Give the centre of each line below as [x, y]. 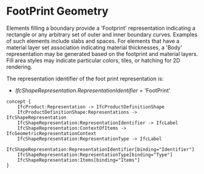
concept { [19, 102]
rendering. [19, 67]
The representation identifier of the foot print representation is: [85, 78]
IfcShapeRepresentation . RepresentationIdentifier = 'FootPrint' [93, 90]
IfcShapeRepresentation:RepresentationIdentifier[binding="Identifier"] [100, 149]
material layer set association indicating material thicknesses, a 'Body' [94, 47]
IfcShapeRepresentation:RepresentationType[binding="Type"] [95, 155]
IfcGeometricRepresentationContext [51, 133]
